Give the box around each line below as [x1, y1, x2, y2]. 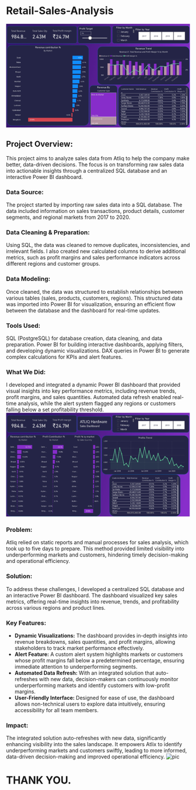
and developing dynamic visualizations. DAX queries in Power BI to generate [6, 347, 190, 354]
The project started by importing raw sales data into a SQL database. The [6, 201, 183, 208]
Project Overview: [6, 139, 73, 149]
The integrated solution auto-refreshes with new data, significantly [6, 734, 166, 741]
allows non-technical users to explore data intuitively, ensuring [14, 700, 165, 707]
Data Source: [6, 188, 44, 196]
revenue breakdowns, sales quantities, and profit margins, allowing [14, 638, 176, 645]
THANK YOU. [6, 774, 72, 787]
